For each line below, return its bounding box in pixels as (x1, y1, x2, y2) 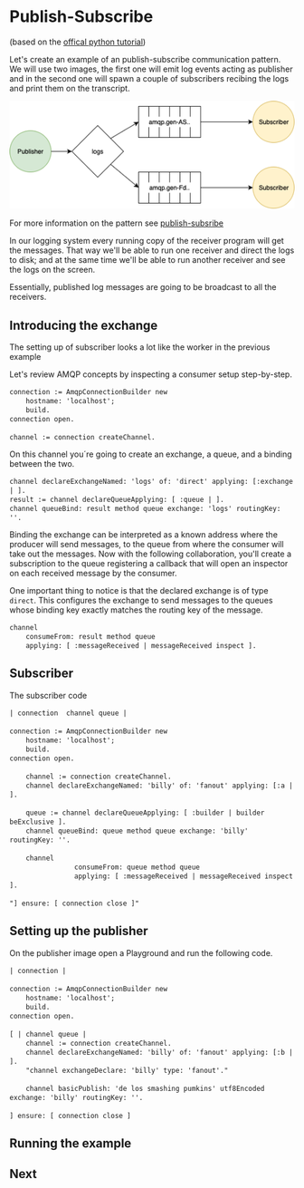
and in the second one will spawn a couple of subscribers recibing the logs (9, 72, 290, 83)
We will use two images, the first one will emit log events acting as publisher (9, 63, 293, 74)
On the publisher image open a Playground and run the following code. (9, 947, 273, 958)
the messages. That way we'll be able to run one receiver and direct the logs (9, 245, 295, 256)
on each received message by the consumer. (9, 568, 177, 578)
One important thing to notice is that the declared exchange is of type (9, 585, 269, 595)
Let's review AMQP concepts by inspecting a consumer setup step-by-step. (9, 369, 292, 380)
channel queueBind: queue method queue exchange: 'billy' (25, 826, 249, 835)
